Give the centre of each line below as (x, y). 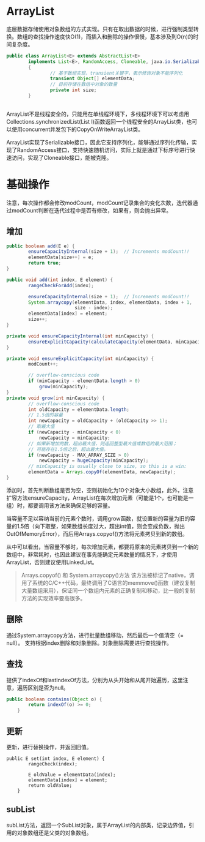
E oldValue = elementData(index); (72, 775)
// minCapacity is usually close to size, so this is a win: (108, 467)
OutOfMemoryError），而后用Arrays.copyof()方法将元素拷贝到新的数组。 (97, 533)
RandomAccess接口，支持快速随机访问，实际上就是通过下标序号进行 (103, 150)
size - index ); (94, 308)
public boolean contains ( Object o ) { (54, 699)
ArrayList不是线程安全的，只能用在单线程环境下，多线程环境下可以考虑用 (98, 114)
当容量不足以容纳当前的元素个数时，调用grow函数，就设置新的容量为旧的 (98, 518)
